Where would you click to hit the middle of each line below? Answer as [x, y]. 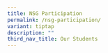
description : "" [31, 33]
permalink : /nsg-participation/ [54, 20]
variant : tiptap [31, 26]
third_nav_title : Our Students [53, 39]
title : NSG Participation [45, 13]
